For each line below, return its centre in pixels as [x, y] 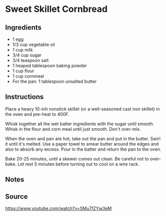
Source [17, 196]
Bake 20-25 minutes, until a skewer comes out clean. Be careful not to [77, 159]
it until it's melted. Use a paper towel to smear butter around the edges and [82, 144]
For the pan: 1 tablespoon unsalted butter [54, 81]
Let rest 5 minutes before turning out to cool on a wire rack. [79, 164]
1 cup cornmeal [28, 76]
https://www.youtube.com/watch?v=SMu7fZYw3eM [58, 209]
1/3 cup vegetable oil [34, 45]
